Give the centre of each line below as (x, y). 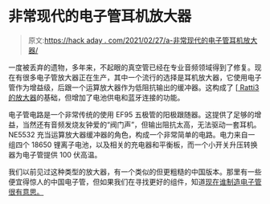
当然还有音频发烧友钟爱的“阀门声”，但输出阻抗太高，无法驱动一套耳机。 (141, 124)
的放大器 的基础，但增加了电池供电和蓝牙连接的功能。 (96, 97)
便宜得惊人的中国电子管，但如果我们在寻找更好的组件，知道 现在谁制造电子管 (135, 182)
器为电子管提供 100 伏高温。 (55, 154)
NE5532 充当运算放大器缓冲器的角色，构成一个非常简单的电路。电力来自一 (132, 134)
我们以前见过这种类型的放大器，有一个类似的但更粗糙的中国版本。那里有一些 (135, 171)
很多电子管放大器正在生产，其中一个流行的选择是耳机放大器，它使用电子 (142, 77)
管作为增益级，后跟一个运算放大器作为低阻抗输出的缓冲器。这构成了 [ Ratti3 (134, 87)
